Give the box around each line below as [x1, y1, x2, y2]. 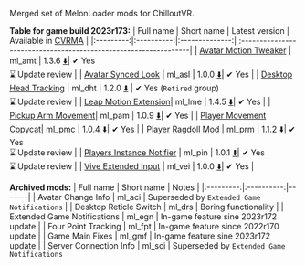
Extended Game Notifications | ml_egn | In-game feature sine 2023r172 [9, 211, 278, 222]
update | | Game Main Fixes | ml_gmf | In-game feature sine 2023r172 [9, 230, 271, 241]
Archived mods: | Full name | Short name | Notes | [9, 182, 200, 193]
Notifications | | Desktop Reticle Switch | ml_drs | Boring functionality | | [9, 201, 285, 212]
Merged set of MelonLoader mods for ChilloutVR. [9, 8, 195, 18]
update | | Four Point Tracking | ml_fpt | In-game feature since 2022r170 [9, 221, 280, 231]
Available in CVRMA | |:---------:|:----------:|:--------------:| [9, 36, 237, 46]
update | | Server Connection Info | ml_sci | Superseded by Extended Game [9, 240, 286, 250]
